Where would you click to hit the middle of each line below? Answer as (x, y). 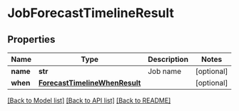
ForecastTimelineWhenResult (90, 83)
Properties (31, 39)
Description (168, 59)
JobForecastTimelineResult (91, 13)
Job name (164, 71)
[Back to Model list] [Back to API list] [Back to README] (89, 100)
